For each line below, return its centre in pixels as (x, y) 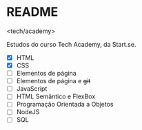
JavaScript (32, 89)
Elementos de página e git (53, 81)
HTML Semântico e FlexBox (56, 96)
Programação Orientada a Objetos (65, 105)
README (32, 12)
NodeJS (28, 112)
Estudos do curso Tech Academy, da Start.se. (71, 44)
